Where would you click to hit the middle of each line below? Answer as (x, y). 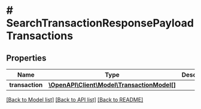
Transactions (40, 36)
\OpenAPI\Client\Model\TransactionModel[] (112, 85)
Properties (26, 58)
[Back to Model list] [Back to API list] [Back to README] (75, 100)
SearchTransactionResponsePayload (100, 23)
